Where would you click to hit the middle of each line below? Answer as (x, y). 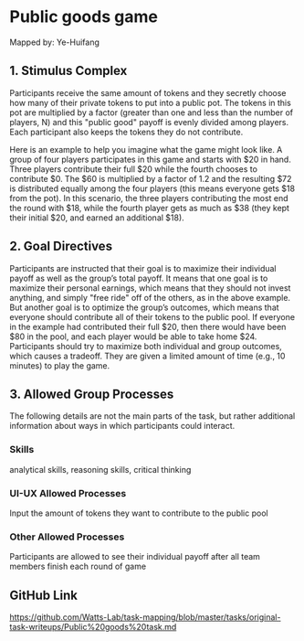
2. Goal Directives (61, 246)
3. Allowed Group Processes (92, 394)
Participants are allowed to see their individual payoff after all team (135, 557)
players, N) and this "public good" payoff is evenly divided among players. (149, 122)
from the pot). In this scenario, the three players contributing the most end (149, 198)
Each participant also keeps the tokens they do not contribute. (126, 132)
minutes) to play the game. (60, 365)
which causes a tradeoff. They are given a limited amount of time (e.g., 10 (147, 356)
